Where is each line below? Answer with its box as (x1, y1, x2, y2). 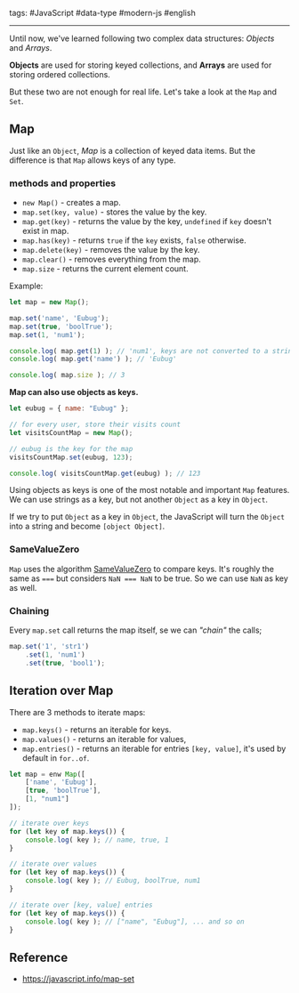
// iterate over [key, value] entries (9, 900, 153, 909)
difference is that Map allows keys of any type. (9, 155, 176, 165)
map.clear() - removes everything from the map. (21, 254, 202, 265)
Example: (9, 280, 44, 292)
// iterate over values (9, 860, 98, 868)
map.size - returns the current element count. (21, 263, 189, 274)
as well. (9, 582, 37, 593)
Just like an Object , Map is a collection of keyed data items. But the (9, 145, 256, 156)
